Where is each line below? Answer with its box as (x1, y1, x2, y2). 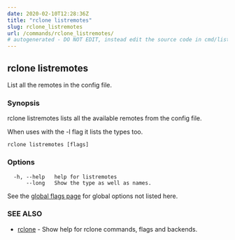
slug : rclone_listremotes (7, 23, 83, 30)
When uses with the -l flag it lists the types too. (7, 127, 143, 136)
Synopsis (7, 98, 40, 108)
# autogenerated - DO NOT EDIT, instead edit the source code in (7, 36, 201, 43)
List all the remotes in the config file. (7, 80, 113, 89)
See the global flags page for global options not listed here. (7, 192, 178, 200)
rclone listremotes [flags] (7, 141, 90, 148)
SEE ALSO (7, 209, 43, 219)
